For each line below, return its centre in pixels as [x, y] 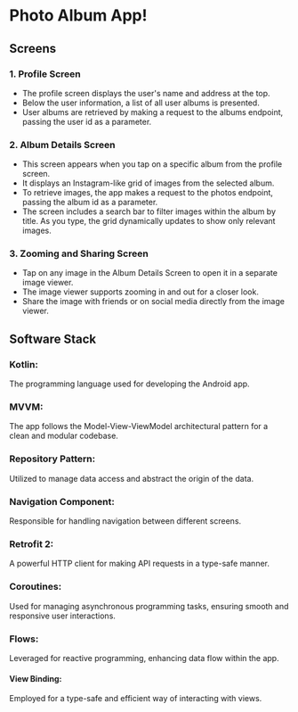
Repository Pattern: [52, 459]
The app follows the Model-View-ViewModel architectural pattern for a [139, 426]
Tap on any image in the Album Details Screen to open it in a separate [150, 273]
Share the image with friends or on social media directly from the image [153, 302]
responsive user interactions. [62, 616]
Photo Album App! [78, 16]
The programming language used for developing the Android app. [130, 384]
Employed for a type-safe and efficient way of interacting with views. [136, 699]
